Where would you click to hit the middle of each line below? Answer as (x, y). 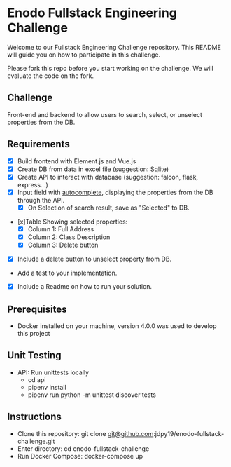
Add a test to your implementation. (67, 273)
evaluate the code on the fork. (51, 76)
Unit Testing (34, 356)
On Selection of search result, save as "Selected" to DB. (108, 208)
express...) (33, 184)
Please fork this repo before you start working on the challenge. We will (110, 68)
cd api (37, 379)
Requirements (38, 144)
